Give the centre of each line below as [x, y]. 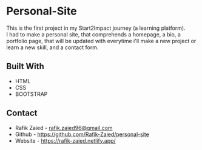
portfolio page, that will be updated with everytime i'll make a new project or [101, 41]
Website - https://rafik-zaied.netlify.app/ [66, 140]
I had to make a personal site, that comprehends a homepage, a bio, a [93, 34]
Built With [25, 66]
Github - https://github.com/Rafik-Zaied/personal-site [82, 134]
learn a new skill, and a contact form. [52, 47]
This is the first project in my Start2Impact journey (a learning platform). [96, 28]
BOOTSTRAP [31, 94]
